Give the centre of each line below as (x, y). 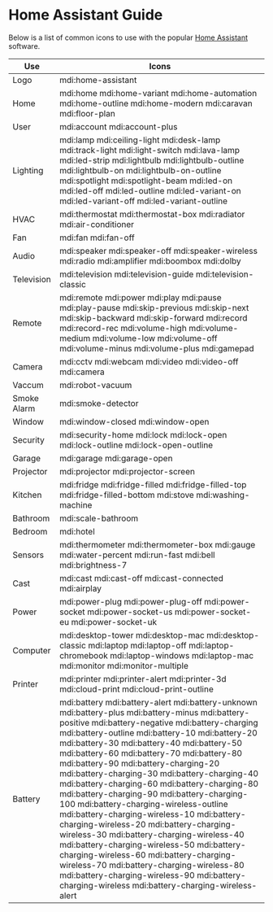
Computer (32, 650)
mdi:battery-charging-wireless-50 (127, 844)
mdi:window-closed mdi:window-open (134, 421)
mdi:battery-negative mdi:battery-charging (175, 722)
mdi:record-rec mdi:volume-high (123, 328)
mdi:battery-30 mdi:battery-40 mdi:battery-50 (151, 743)
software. (24, 46)
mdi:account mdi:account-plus (119, 126)
